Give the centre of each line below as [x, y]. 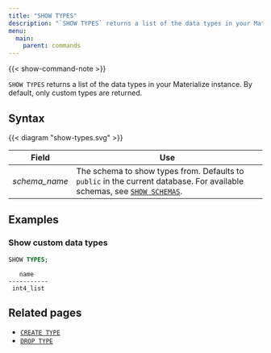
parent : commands [52, 46]
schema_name [40, 181]
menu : [17, 31]
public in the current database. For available [160, 181]
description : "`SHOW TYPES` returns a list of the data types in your [129, 23]
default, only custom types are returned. [75, 93]
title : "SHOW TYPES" [43, 16]
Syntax [27, 118]
